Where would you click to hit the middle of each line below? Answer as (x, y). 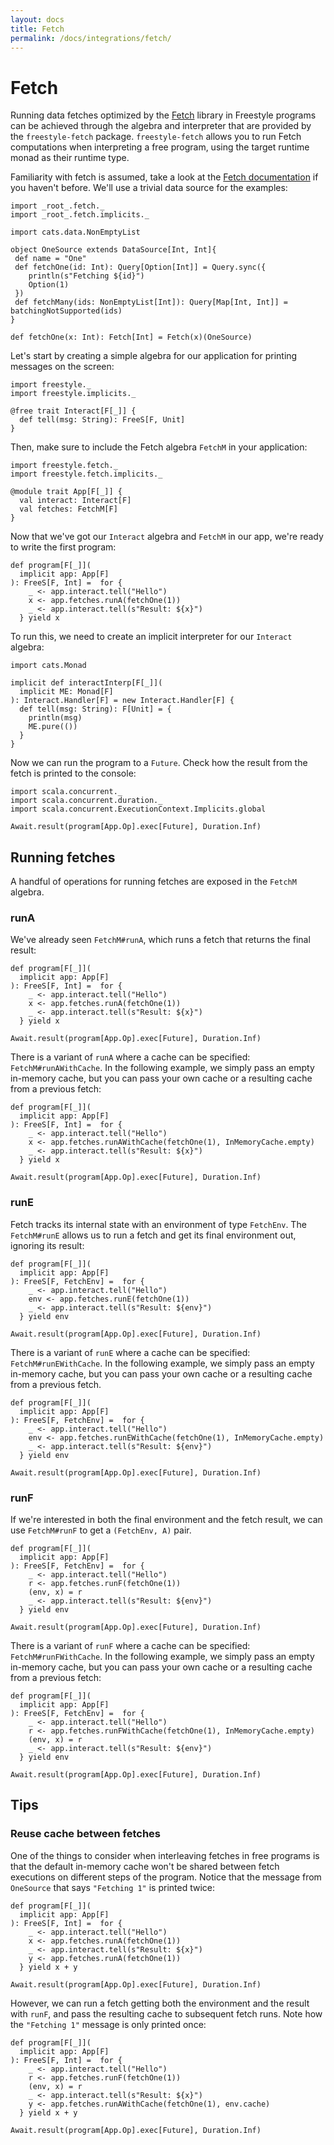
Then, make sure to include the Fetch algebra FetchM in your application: (159, 447)
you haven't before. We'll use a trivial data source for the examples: (149, 188)
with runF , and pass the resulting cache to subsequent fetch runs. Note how (166, 2013)
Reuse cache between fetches (86, 1834)
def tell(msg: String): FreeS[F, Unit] (102, 420)
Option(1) (49, 285)
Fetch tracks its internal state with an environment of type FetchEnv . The (158, 1224)
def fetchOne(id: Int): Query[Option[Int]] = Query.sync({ (140, 267)
